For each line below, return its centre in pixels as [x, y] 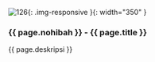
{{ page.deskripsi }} [41, 49]
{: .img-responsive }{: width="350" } [87, 12]
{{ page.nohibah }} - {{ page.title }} [77, 32]
